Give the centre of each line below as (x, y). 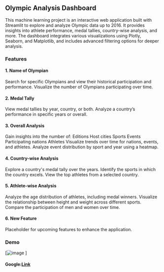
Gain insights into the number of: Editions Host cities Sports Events (73, 136)
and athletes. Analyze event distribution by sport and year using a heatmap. (82, 147)
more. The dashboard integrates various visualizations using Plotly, (73, 35)
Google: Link (18, 264)
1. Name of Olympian (27, 70)
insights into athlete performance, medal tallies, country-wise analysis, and (81, 30)
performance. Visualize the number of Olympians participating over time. (79, 87)
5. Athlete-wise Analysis (31, 186)
